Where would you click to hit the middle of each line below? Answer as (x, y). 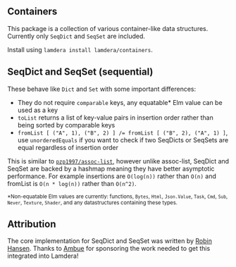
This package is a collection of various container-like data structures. (108, 28)
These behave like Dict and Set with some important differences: (102, 89)
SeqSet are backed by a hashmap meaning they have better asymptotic (111, 168)
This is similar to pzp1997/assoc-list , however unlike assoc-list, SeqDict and (118, 161)
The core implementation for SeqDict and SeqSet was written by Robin (110, 241)
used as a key (38, 110)
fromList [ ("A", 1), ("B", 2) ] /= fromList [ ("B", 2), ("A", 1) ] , (123, 132)
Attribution (32, 224)
